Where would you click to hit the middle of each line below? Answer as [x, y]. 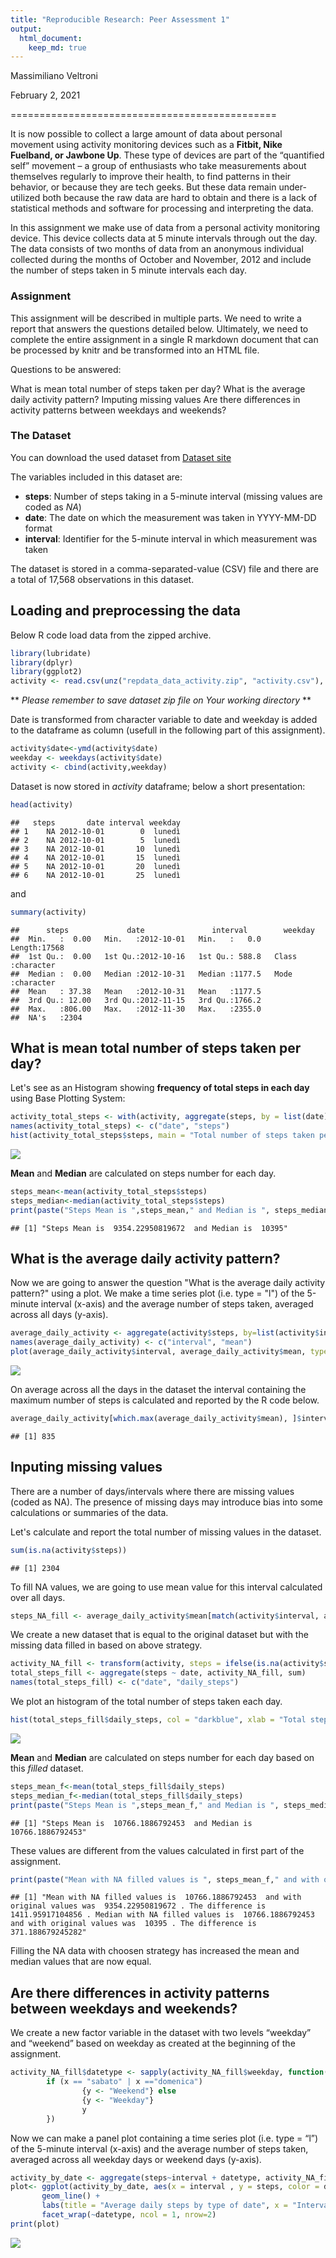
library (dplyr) [42, 662]
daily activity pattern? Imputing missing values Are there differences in [155, 399]
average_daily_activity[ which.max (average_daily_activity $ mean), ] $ [156, 1419]
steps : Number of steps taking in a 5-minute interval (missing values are [173, 496]
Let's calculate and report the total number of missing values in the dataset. [166, 1532]
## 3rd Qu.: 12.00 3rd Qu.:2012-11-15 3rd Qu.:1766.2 [136, 1000]
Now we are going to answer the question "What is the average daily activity [168, 1283]
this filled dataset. [47, 1768]
